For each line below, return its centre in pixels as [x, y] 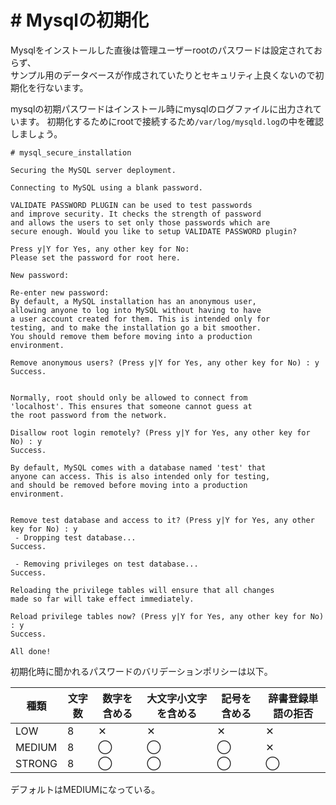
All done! [31, 651]
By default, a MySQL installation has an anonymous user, [133, 301]
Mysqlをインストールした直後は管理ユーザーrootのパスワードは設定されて [162, 50]
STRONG [36, 763]
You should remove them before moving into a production [131, 336]
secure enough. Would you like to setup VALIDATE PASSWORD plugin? [154, 231]
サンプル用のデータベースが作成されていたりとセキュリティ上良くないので [163, 75]
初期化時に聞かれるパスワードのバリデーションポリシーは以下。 [141, 671]
